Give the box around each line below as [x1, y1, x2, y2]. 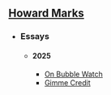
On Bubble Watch [44, 69, 104, 79]
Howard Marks [8, 6, 85, 20]
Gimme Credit [44, 77, 91, 88]
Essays [19, 31, 50, 42]
